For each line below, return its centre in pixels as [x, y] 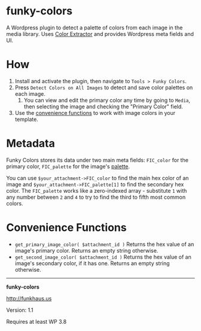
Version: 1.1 [20, 310]
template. [27, 119]
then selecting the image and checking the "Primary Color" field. [103, 107]
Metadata [31, 143]
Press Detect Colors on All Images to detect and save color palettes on [104, 87]
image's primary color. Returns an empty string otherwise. [86, 250]
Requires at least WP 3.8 [36, 321]
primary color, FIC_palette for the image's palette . [68, 166]
